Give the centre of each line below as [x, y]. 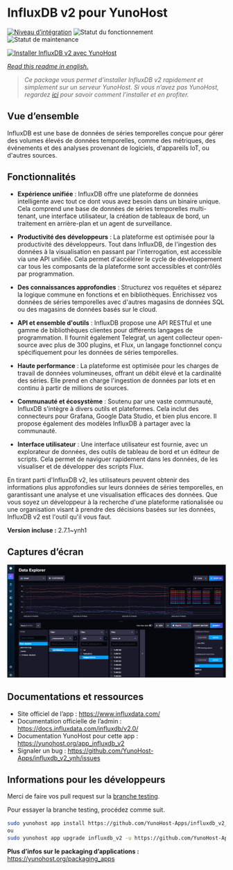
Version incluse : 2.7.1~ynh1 [47, 530]
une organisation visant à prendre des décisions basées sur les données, [112, 509]
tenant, [27, 216]
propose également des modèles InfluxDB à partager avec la [104, 423]
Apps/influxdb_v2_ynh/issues [59, 758]
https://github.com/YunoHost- [111, 751]
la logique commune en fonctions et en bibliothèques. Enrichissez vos [117, 294]
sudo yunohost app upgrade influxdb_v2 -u [69, 838]
